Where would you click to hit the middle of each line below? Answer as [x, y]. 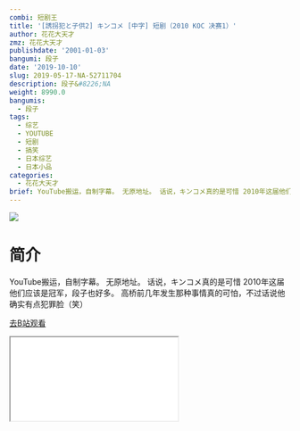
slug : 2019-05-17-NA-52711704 [66, 76]
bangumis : [28, 100]
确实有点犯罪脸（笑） [48, 303]
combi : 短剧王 [33, 17]
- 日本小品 [35, 167]
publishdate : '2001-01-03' [59, 51]
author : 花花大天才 [42, 34]
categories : [31, 175]
